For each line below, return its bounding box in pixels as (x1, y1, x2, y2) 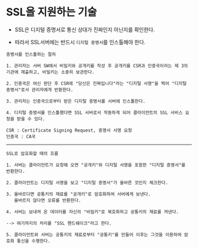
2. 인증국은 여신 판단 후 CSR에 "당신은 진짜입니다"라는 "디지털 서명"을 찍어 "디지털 (6, 80, 187, 86)
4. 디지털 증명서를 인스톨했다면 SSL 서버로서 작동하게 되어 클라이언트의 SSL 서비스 (6, 110, 183, 116)
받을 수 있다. (16, 116, 45, 122)
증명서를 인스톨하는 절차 (6, 51, 56, 57)
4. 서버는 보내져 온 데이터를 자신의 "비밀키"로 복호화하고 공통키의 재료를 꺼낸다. (6, 209, 179, 215)
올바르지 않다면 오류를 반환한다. (14, 197, 81, 204)
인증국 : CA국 (6, 133, 36, 139)
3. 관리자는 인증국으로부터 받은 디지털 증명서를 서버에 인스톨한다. (6, 98, 146, 104)
